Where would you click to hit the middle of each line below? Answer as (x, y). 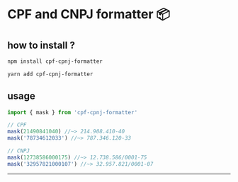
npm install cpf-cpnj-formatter (55, 61)
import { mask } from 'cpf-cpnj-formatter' (73, 112)
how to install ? (41, 45)
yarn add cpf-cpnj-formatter (50, 74)
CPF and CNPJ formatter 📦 (89, 14)
